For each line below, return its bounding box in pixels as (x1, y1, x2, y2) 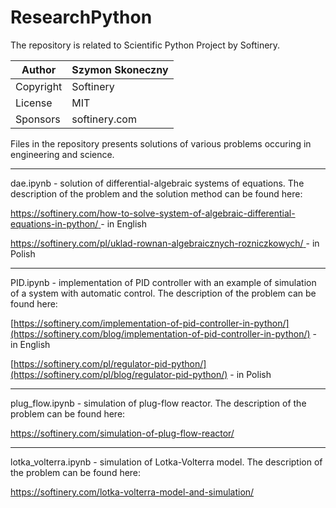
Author (21, 62, 57, 76)
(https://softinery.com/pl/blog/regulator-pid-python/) (10, 368, 228, 380)
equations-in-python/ (10, 217, 99, 230)
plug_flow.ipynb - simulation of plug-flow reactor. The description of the (10, 397, 307, 409)
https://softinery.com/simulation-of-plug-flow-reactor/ (10, 427, 235, 439)
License (15, 96, 53, 110)
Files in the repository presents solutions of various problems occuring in (10, 137, 312, 150)
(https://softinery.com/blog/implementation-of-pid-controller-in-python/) (10, 327, 311, 340)
